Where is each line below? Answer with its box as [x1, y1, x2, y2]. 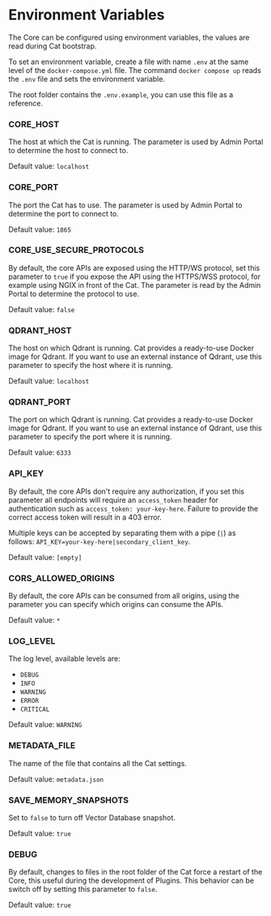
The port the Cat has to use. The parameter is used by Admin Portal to [8, 200, 243, 210]
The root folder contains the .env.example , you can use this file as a [8, 89, 234, 99]
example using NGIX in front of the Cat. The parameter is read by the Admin [8, 280, 261, 289]
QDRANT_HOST [8, 324, 72, 336]
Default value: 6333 [8, 447, 71, 457]
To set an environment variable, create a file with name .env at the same [8, 57, 249, 66]
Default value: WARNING [8, 720, 83, 730]
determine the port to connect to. [8, 208, 120, 218]
